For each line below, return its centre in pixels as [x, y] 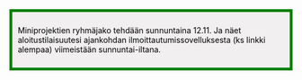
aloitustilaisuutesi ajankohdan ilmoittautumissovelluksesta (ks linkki [142, 40]
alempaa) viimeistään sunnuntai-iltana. [89, 49]
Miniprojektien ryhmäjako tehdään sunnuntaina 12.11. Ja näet [129, 30]
